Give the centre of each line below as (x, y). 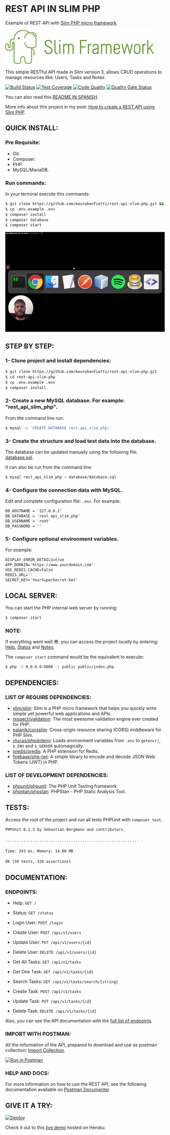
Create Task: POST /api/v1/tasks (47, 991)
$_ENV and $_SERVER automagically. (48, 746)
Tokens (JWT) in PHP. (35, 762)
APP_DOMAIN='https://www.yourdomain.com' (50, 565)
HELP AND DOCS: (27, 1073)
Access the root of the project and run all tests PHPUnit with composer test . (84, 820)
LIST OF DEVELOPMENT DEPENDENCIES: (57, 775)
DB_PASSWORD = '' (24, 526)
